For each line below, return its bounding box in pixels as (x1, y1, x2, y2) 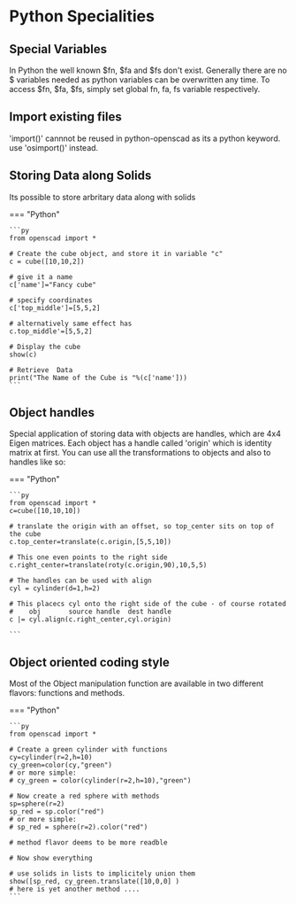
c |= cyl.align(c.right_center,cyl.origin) (9, 615, 172, 624)
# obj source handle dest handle (9, 607, 172, 617)
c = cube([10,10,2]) (9, 257, 86, 266)
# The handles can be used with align (9, 576, 152, 586)
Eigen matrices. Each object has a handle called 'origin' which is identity (9, 438, 272, 448)
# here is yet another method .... (9, 885, 140, 894)
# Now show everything (9, 853, 93, 863)
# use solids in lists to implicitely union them (9, 869, 196, 878)
